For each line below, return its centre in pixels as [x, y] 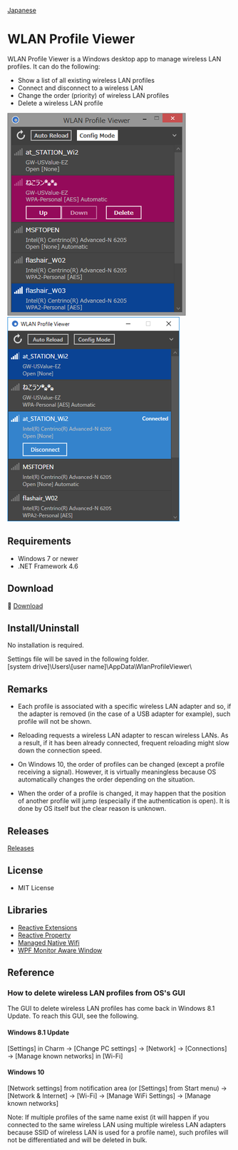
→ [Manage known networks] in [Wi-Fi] [65, 1056]
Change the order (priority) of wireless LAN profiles [93, 95]
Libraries [27, 911]
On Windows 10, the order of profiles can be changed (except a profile [121, 765]
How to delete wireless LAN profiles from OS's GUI [96, 993]
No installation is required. [46, 645]
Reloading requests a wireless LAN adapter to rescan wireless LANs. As [123, 735]
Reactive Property [44, 935]
